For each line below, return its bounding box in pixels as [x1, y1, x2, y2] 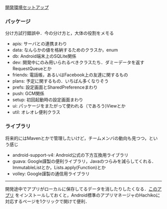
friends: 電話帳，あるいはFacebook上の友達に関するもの [12, 72, 128, 78]
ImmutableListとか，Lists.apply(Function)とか [12, 164, 106, 170]
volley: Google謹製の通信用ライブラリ [12, 171, 90, 177]
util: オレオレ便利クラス [12, 109, 61, 115]
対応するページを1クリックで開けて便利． [5, 198, 90, 204]
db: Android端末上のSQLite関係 [12, 53, 77, 59]
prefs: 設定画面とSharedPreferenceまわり [12, 84, 98, 91]
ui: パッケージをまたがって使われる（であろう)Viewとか [12, 103, 126, 109]
